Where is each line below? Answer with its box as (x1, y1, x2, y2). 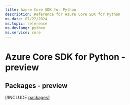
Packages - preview (5, 81, 68, 90)
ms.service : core (5, 30, 41, 35)
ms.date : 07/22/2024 (5, 16, 48, 21)
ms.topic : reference (5, 21, 48, 26)
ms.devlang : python (5, 26, 45, 31)
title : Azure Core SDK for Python (5, 7, 77, 12)
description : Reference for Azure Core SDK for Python (5, 12, 121, 17)
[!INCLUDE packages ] (5, 95, 50, 100)
